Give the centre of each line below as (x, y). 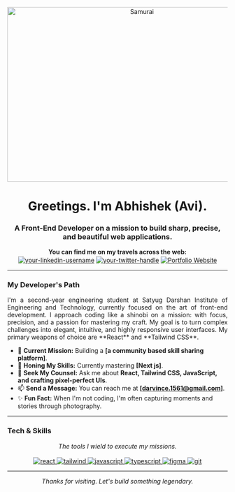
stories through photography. (59, 406)
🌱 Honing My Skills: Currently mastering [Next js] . (90, 366)
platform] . (32, 358)
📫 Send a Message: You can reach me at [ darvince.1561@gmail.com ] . (121, 389)
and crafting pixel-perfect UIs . (62, 380)
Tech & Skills (29, 431)
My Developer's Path (44, 285)
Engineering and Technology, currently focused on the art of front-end (117, 307)
